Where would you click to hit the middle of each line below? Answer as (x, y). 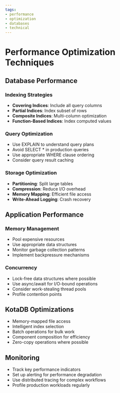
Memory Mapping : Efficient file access (52, 194)
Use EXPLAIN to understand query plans (53, 144)
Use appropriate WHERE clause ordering (53, 155)
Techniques (30, 63)
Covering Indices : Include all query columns (57, 105)
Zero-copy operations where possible (50, 342)
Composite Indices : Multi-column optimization (59, 116)
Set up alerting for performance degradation (57, 375)
